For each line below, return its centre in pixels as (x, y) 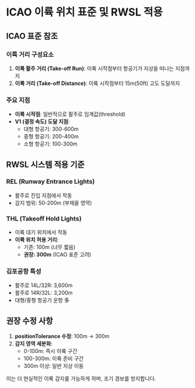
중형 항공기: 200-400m (51, 137)
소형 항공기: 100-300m (51, 144)
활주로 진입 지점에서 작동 (43, 195)
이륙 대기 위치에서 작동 (41, 232)
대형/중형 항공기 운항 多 (42, 300)
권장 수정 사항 (30, 321)
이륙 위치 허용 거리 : (36, 240)
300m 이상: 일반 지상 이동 (54, 366)
